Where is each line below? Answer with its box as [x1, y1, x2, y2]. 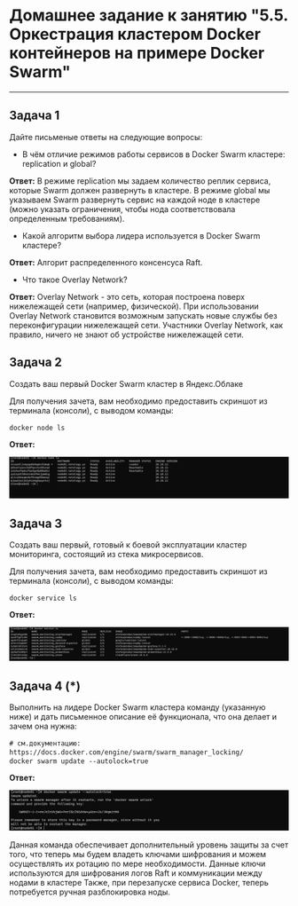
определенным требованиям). [9, 213, 125, 224]
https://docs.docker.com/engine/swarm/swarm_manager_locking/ [9, 748, 244, 757]
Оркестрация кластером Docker [9, 24, 262, 44]
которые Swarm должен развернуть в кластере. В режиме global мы [9, 185, 271, 195]
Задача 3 [9, 516, 63, 531]
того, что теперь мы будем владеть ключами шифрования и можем [9, 849, 267, 860]
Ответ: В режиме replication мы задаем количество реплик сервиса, [9, 175, 271, 186]
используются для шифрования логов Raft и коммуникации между [9, 868, 263, 878]
